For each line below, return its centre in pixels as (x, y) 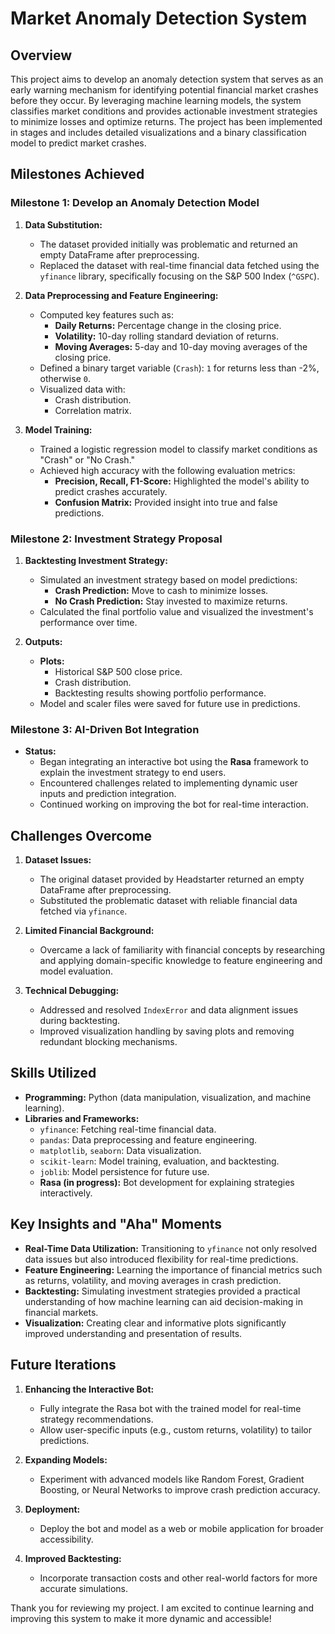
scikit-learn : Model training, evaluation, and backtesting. (159, 1161)
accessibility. (66, 1539)
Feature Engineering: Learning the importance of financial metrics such (173, 1269)
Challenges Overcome (81, 835)
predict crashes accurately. (111, 491)
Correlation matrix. (93, 410)
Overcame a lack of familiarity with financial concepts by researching (182, 950)
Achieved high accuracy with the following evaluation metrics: (167, 470)
